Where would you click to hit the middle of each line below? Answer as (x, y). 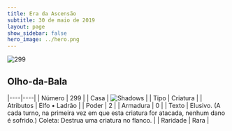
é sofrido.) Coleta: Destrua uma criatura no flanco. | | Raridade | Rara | (108, 120)
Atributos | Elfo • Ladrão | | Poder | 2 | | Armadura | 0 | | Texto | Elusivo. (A (114, 105)
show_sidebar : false (37, 33)
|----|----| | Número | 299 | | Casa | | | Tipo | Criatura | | (105, 98)
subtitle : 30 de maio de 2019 (51, 20)
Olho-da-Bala (37, 81)
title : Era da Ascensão (42, 14)
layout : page (26, 26)
